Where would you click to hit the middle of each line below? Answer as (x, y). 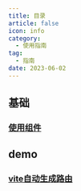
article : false (34, 23)
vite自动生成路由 (40, 179)
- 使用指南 (31, 46)
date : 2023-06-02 (37, 69)
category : (25, 38)
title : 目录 (27, 16)
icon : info (26, 31)
